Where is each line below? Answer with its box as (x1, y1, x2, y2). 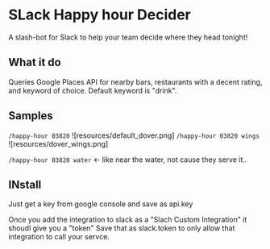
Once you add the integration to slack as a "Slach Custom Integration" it (8, 215, 247, 225)
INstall (8, 177, 42, 191)
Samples (8, 109, 54, 122)
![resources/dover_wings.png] (8, 139, 109, 148)
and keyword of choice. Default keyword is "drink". (8, 85, 177, 95)
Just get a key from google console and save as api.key (8, 199, 193, 209)
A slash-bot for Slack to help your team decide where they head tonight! (8, 32, 248, 42)
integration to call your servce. (8, 232, 110, 242)
